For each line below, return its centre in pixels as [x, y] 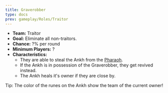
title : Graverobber [26, 10]
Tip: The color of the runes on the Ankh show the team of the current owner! [84, 85]
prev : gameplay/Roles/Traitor [37, 19]
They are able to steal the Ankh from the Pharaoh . [71, 60]
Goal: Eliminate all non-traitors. [44, 38]
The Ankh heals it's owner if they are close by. [68, 76]
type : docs [17, 14]
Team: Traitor [27, 33]
